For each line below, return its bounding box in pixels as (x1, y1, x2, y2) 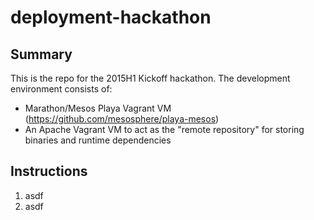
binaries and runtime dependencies (24, 134, 172, 146)
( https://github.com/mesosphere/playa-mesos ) (24, 113, 220, 125)
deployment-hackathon (10, 6, 212, 29)
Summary (10, 46, 73, 63)
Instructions (10, 163, 88, 180)
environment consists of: (10, 83, 113, 95)
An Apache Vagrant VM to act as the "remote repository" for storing (24, 124, 305, 135)
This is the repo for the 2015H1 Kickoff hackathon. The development (10, 72, 291, 84)
